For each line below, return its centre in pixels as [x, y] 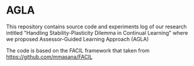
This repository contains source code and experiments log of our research [96, 27]
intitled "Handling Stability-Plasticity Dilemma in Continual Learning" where [97, 32]
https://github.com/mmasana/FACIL [49, 57]
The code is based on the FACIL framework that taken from [78, 50]
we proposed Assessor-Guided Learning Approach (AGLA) [78, 39]
